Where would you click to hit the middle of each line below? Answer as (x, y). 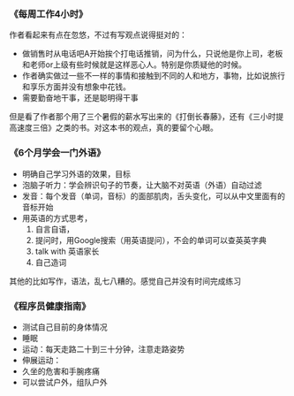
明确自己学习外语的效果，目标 (76, 173)
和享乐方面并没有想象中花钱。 (76, 87)
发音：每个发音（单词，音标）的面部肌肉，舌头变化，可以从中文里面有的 (153, 195)
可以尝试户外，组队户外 (64, 382)
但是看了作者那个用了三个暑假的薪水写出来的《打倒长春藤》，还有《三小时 (143, 117)
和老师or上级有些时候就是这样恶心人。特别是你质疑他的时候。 (134, 65)
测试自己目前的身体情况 (64, 327)
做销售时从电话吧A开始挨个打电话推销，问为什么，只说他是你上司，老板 (152, 54)
